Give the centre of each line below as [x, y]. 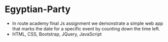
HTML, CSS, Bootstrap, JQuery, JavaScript [57, 34]
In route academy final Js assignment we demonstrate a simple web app [88, 23]
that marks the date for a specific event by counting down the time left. [86, 28]
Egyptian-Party [38, 9]
